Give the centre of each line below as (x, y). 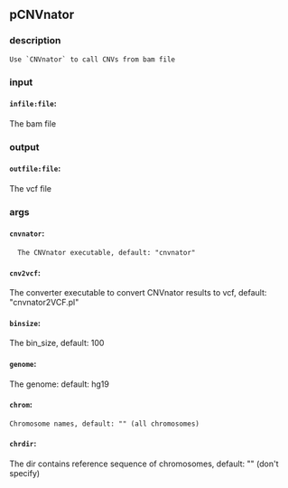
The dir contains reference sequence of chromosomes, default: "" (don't (144, 464)
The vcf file (31, 188)
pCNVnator (42, 15)
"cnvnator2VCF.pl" (44, 303)
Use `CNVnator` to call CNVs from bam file (93, 59)
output (24, 146)
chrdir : (23, 444)
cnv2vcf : (25, 272)
